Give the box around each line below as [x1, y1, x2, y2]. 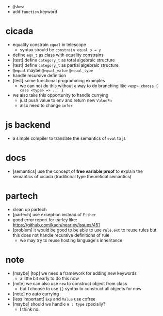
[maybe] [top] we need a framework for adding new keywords [12, 270, 137, 276]
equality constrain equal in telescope [12, 42, 86, 47]
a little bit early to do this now [19, 275, 79, 281]
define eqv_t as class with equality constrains [12, 52, 104, 58]
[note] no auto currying [12, 291, 59, 297]
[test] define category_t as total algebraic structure [12, 57, 115, 63]
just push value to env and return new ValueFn [19, 97, 112, 103]
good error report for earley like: [12, 217, 77, 223]
